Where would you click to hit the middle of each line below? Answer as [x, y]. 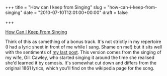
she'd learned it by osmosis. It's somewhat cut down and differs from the [81, 63]
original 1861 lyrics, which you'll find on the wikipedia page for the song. [80, 68]
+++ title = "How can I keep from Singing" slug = [56, 7]
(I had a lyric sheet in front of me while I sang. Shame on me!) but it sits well [84, 47]
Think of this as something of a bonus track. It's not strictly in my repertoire [83, 41]
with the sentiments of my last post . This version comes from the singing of [83, 52]
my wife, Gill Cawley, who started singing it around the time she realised [80, 57]
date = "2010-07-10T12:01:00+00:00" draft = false [76, 12]
